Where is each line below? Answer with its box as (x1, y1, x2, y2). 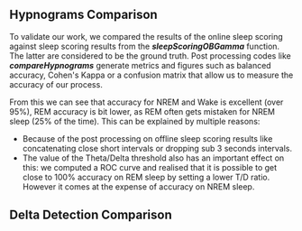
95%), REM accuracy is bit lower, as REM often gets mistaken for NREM (9, 106, 275, 116)
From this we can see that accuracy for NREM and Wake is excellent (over (9, 97, 284, 107)
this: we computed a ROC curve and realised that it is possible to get (22, 162, 278, 172)
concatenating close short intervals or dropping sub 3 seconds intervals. (22, 143, 293, 153)
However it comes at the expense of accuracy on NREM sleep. (22, 180, 255, 192)
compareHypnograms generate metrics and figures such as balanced (9, 60, 272, 70)
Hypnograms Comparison (9, 7, 158, 23)
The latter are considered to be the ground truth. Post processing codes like (9, 50, 291, 61)
